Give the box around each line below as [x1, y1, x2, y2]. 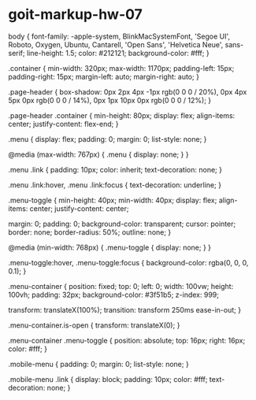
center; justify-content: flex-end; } [8, 119, 119, 128]
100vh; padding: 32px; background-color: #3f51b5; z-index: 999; [8, 290, 219, 299]
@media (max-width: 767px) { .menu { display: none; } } [8, 150, 189, 159]
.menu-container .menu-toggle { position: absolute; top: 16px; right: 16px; [8, 335, 246, 345]
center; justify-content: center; [29, 203, 129, 213]
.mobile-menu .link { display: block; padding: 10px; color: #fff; [8, 374, 208, 383]
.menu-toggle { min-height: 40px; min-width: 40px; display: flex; [8, 195, 217, 205]
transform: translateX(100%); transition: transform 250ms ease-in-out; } [8, 305, 242, 314]
